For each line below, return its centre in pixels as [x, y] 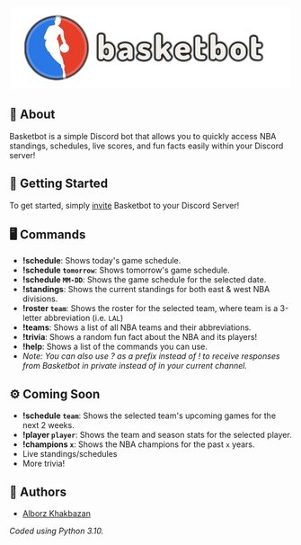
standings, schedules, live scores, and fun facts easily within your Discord [146, 146]
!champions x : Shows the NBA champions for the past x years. [138, 444]
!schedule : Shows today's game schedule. [102, 261]
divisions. [40, 299]
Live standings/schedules [70, 454]
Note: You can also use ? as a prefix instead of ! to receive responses [151, 356]
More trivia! [44, 464]
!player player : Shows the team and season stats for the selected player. [157, 435]
